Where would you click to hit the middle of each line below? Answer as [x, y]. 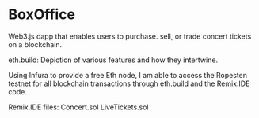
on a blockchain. [35, 44]
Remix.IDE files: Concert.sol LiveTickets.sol [78, 107]
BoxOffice [42, 15]
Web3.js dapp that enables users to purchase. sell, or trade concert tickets [130, 36]
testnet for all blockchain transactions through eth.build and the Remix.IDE [129, 83]
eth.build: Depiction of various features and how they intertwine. [113, 60]
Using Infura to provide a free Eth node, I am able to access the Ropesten [128, 75]
